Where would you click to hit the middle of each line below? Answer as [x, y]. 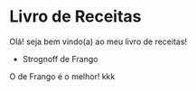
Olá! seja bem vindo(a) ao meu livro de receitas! [98, 41]
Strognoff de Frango [60, 59]
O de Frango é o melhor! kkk [62, 76]
